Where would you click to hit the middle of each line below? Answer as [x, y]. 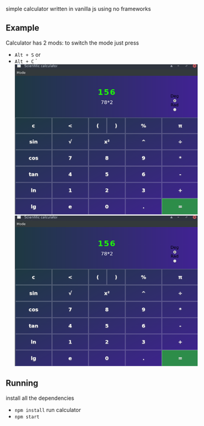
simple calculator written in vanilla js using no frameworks [79, 9]
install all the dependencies [40, 398]
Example [23, 28]
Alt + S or [27, 54]
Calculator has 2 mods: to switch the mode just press [72, 43]
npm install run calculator [48, 409]
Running [22, 384]
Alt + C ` [26, 61]
